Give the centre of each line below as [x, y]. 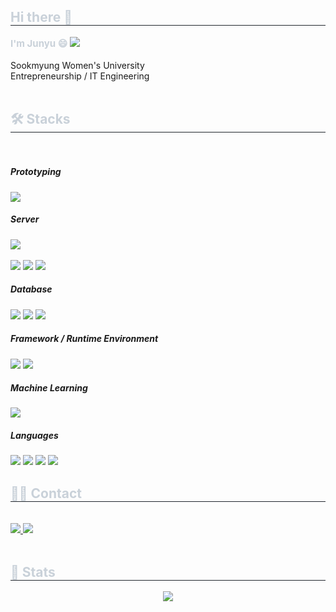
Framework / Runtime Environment [84, 339]
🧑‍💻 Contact [46, 493]
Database [31, 289]
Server [25, 219]
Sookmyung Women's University [77, 65]
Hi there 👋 [41, 17]
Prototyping [36, 172]
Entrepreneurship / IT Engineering [80, 76]
